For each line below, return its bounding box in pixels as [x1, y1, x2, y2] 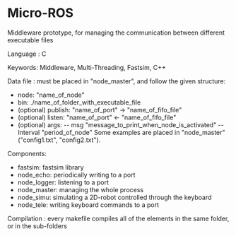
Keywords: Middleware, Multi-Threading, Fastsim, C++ [7, 63, 166, 71]
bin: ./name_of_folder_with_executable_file [17, 98, 141, 107]
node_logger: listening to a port [17, 178, 110, 187]
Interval [17, 128, 40, 136]
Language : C [7, 49, 47, 58]
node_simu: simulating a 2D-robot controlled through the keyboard [17, 193, 212, 201]
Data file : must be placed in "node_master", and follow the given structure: [7, 76, 226, 85]
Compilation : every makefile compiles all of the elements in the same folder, [7, 214, 230, 223]
